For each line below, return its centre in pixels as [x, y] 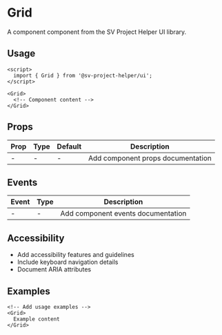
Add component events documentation [123, 213]
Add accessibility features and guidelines [75, 255]
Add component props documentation [150, 158]
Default [69, 146]
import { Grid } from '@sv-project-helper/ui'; [83, 75]
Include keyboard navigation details [68, 262]
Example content [37, 319]
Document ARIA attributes [54, 269]
